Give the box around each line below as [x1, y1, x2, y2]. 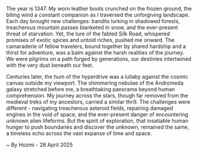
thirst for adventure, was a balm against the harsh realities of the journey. [6, 49, 184, 56]
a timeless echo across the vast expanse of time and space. [6, 130, 152, 137]
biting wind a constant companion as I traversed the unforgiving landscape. [6, 11, 190, 18]
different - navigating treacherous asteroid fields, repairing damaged [6, 105, 173, 111]
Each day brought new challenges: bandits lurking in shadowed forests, [6, 18, 180, 24]
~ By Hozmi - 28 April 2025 [6, 142, 73, 148]
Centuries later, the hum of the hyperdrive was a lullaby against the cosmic [6, 73, 189, 80]
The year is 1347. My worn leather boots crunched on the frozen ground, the [6, 5, 192, 12]
